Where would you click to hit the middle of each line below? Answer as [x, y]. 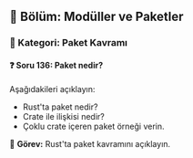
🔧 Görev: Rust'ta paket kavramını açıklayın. [90, 143]
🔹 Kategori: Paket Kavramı [69, 43]
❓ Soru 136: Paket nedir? [56, 65]
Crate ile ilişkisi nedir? [63, 116]
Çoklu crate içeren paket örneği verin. [94, 126]
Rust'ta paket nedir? [60, 107]
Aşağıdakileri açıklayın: [52, 89]
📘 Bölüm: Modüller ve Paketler [96, 17]
